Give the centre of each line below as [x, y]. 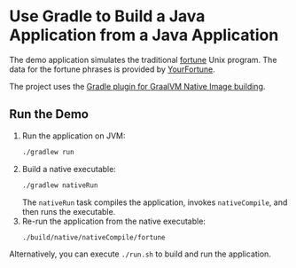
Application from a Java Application [144, 35]
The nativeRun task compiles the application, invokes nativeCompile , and [155, 202]
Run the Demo [49, 114]
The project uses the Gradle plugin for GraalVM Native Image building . [137, 86]
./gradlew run [48, 152]
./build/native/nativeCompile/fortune [93, 237]
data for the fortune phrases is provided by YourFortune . [112, 69]
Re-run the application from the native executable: [114, 221]
